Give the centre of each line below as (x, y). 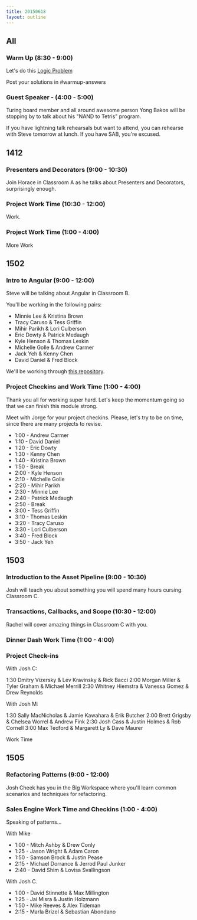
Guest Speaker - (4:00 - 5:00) (50, 97)
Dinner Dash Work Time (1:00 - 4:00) (60, 640)
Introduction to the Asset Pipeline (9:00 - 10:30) (76, 578)
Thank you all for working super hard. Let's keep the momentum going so (95, 400)
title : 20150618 (26, 12)
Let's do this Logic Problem (39, 71)
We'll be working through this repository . (55, 371)
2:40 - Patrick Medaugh (44, 498)
